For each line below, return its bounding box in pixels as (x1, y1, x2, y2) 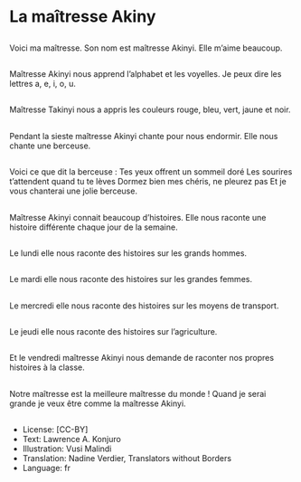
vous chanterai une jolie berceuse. (9, 185, 138, 196)
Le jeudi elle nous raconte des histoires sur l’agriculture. (9, 326, 218, 337)
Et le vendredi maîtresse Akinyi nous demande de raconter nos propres (9, 353, 274, 364)
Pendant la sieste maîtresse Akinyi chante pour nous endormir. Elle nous (9, 130, 278, 141)
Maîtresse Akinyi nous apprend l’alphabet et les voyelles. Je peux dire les (9, 68, 282, 79)
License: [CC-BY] (22, 424, 89, 435)
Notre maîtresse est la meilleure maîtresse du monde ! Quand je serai (9, 388, 267, 399)
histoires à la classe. (9, 362, 86, 373)
